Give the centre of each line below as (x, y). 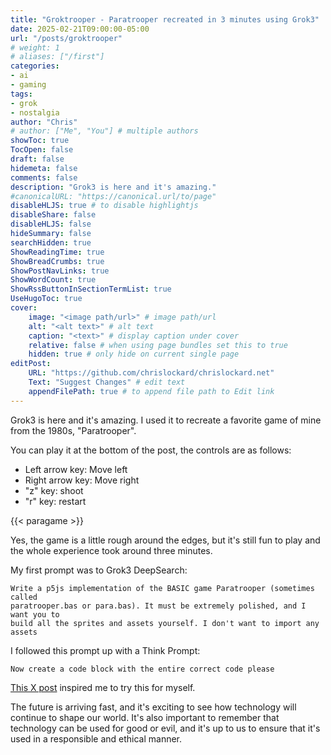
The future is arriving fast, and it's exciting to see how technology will (153, 707)
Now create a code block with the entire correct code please (142, 669)
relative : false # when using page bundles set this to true (158, 345)
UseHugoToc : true (46, 299)
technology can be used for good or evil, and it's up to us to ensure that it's (165, 728)
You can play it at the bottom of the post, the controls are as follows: (151, 450)
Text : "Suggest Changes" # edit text (107, 382)
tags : (21, 94)
